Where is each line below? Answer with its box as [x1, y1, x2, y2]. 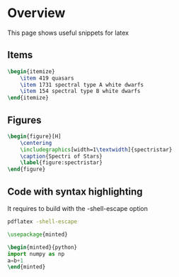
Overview [7, 5, 66, 21]
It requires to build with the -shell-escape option [7, 205, 149, 212]
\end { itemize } [7, 94, 50, 102]
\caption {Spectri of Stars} [20, 153, 103, 160]
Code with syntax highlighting [7, 185, 143, 197]
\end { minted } [7, 264, 46, 271]
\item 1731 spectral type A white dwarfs [20, 81, 144, 88]
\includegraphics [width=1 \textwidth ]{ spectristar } [20, 146, 173, 153]
